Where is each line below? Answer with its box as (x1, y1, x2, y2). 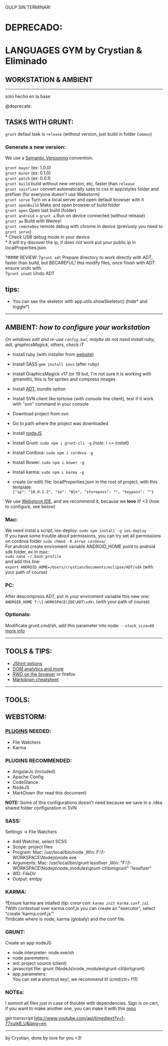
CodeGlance (12, 779, 38, 785)
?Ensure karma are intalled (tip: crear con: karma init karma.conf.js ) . (5, 900, 149, 906)
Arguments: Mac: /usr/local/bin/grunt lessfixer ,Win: (12, 860, 119, 866)
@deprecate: (5, 103, 32, 109)
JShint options (12, 660, 42, 666)
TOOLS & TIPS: (5, 647, 52, 656)
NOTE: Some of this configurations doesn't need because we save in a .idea (5, 799, 162, 805)
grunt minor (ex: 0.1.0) (5, 170, 51, 176)
